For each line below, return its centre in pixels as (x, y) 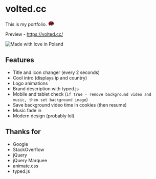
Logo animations (30, 83)
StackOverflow (28, 149)
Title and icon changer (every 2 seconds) (56, 72)
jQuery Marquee (30, 160)
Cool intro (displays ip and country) (50, 78)
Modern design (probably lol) (43, 116)
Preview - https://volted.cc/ (34, 34)
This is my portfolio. (26, 24)
